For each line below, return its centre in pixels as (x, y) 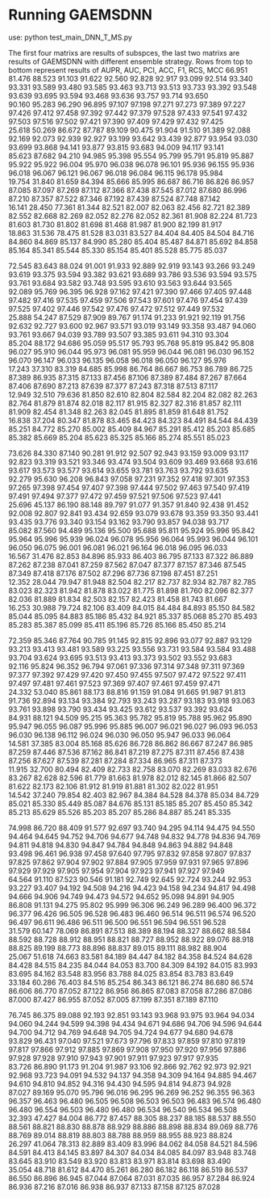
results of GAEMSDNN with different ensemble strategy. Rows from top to (131, 61)
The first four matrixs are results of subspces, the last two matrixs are (124, 53)
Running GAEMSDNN (81, 15)
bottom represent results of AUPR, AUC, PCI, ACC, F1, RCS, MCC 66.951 (128, 69)
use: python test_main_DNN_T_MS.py (71, 37)
